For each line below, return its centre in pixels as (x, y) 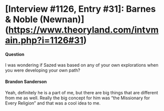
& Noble (21, 19)
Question (15, 54)
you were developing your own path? (43, 70)
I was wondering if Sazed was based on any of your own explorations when (82, 65)
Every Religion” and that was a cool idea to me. (53, 103)
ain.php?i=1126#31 (44, 41)
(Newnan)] (62, 19)
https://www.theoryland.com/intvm (83, 30)
